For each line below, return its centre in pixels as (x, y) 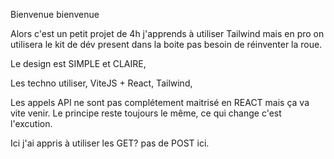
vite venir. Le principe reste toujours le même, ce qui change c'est (146, 113)
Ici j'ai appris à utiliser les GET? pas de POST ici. (110, 143)
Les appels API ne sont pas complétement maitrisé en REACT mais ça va (160, 102)
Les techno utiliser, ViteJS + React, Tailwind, (101, 83)
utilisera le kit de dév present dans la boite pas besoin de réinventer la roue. (166, 44)
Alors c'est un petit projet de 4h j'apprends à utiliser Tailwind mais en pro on (167, 33)
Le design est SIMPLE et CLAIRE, (78, 63)
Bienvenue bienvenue (55, 14)
